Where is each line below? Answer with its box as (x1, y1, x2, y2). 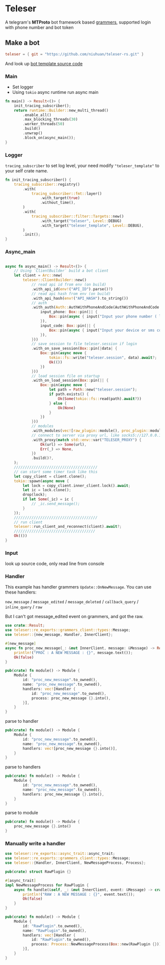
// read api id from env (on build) (31, 282, 107, 287)
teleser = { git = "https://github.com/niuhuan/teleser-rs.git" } (5, 52, 144, 57)
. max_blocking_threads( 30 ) (23, 117, 78, 122)
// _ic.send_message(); (31, 502, 80, 507)
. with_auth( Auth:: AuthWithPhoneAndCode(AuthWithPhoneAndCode (31, 305, 160, 310)
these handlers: (5, 589, 37, 595)
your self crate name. (5, 168, 48, 173)
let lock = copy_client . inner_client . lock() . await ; (23, 483, 131, 488)
